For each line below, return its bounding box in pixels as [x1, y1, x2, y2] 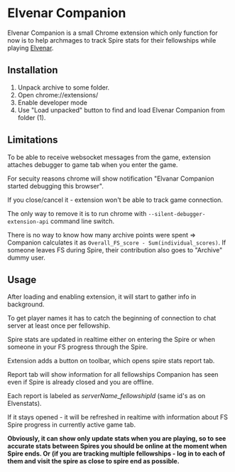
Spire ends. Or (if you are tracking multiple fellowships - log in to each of [7, 449, 226, 458]
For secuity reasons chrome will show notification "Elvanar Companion [7, 174, 214, 183]
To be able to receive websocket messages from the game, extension [7, 153, 211, 161]
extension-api [7, 218, 50, 225]
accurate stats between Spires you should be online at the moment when [7, 442, 227, 451]
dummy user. [7, 253, 46, 262]
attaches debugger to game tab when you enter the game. [7, 160, 178, 168]
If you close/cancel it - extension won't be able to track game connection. [7, 195, 224, 204]
